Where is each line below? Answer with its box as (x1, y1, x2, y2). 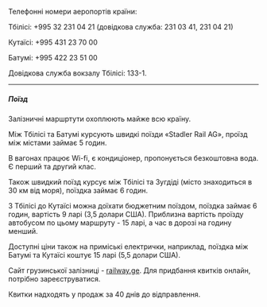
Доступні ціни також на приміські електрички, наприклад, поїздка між (8, 242, 249, 251)
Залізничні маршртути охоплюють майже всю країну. (8, 114, 192, 123)
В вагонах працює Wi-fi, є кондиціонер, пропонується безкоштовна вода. (8, 153, 259, 162)
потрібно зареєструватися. (8, 274, 101, 283)
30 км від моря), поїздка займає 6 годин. (8, 185, 149, 195)
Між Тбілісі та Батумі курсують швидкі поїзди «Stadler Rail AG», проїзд (8, 129, 248, 138)
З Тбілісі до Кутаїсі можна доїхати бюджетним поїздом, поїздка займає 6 (8, 200, 257, 210)
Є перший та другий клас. (8, 161, 97, 171)
